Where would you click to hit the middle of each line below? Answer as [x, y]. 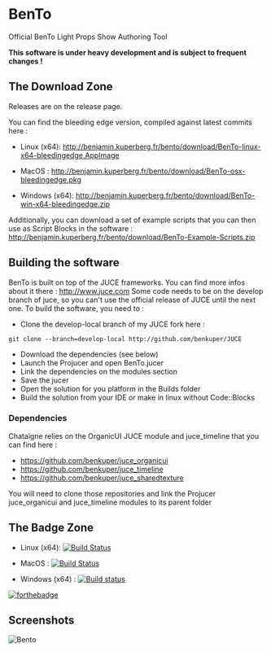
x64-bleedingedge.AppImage [70, 155]
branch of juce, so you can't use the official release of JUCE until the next [132, 300]
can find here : [33, 444]
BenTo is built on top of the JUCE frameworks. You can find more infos [127, 282]
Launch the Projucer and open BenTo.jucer [92, 362]
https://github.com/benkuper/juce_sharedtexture [102, 478]
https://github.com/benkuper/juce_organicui [94, 460]
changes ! [26, 61]
